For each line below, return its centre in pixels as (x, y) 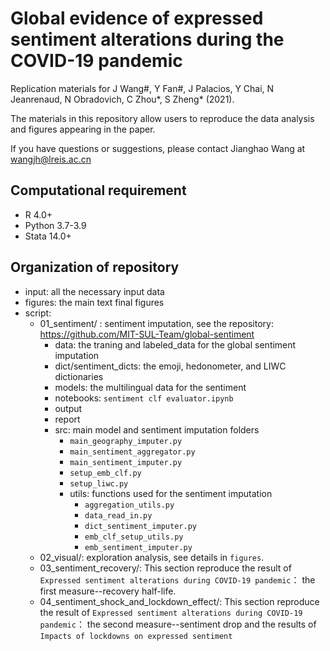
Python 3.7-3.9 (55, 225)
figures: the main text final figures (94, 302)
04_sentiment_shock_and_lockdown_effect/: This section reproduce (179, 601)
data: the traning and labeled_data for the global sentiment (175, 344)
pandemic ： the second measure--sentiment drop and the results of (178, 624)
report (67, 419)
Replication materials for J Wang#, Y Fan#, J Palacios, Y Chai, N (142, 88)
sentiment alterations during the (147, 39)
